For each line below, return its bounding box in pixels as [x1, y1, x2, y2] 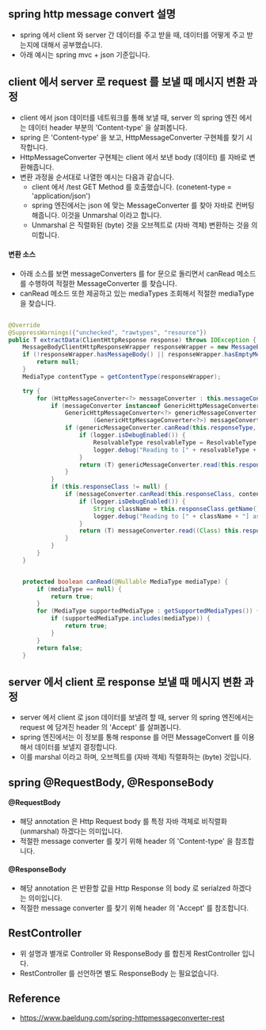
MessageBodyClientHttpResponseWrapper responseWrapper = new [22, 343, 228, 351]
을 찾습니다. [19, 298, 57, 307]
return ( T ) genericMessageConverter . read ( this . [78, 460, 239, 469]
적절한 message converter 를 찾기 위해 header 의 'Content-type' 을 [19, 836, 234, 845]
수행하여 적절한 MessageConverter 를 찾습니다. [28, 278, 177, 288]
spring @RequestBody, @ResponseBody [8, 776, 215, 789]
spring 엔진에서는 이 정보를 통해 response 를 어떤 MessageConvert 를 [19, 732, 241, 742]
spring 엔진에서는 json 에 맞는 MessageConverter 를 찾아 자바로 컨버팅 [31, 200, 255, 210]
